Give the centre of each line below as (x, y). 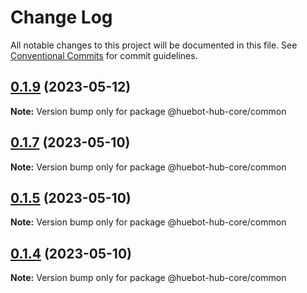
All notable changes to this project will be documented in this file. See (154, 45)
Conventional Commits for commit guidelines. (104, 55)
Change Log (61, 17)
